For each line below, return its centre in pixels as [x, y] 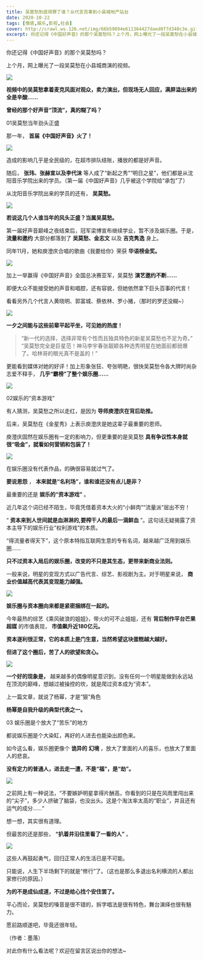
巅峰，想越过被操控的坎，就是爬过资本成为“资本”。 [90, 684]
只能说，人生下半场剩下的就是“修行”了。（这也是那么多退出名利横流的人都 [97, 871]
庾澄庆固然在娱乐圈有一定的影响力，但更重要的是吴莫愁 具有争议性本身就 [97, 437]
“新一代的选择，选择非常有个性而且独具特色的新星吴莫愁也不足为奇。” [107, 338]
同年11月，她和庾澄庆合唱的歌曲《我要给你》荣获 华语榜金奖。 [83, 251]
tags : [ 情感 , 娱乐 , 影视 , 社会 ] [39, 23]
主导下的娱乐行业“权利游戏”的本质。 [56, 528]
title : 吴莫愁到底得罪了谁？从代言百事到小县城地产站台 [67, 12]
